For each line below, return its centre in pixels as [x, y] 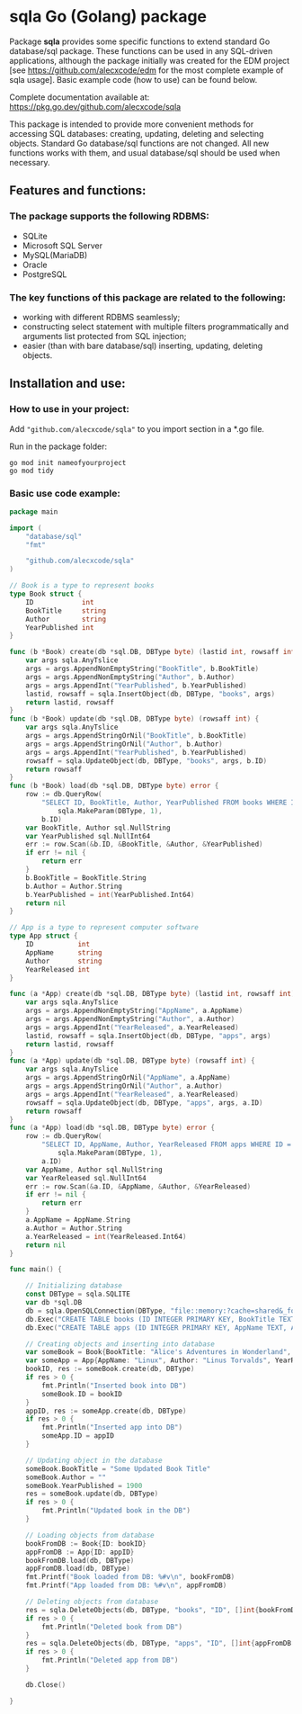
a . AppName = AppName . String [78, 1220]
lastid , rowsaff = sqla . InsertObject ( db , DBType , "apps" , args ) [148, 1036]
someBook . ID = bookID [82, 1394]
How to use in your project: [70, 409]
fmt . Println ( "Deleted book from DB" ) [112, 1627]
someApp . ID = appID [78, 1436]
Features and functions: [78, 191]
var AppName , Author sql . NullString [94, 1170]
